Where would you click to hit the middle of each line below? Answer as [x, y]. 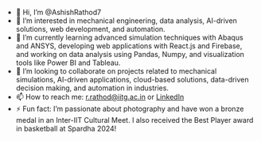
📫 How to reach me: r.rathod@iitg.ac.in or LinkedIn [100, 97]
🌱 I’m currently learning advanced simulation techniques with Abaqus [130, 37]
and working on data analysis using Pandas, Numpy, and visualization [130, 54]
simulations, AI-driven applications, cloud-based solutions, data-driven [132, 80]
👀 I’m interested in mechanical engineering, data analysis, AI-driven [126, 21]
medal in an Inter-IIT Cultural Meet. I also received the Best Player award [134, 120]
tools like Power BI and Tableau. [68, 63]
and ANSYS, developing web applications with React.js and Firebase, [129, 46]
